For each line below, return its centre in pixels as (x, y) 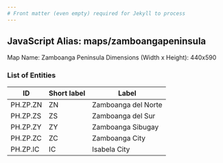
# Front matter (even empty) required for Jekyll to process (96, 13)
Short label (67, 93)
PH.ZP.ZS (26, 116)
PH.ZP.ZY (26, 127)
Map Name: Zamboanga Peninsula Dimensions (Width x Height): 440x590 (112, 58)
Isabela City (111, 149)
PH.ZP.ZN (26, 105)
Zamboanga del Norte (127, 105)
